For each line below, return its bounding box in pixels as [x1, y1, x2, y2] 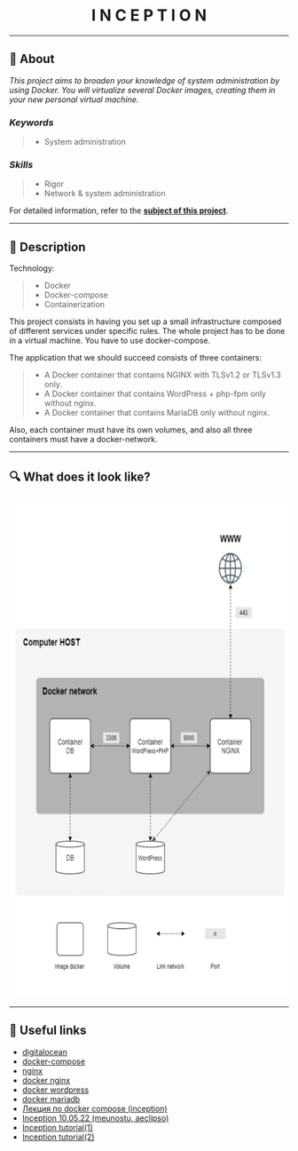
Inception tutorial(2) [21, 1131, 95, 1142]
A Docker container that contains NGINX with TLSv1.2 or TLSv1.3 [43, 369, 281, 380]
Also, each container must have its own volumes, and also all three [9, 425, 253, 435]
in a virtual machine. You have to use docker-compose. [9, 335, 211, 346]
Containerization [43, 299, 105, 310]
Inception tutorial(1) [21, 1122, 93, 1132]
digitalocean [21, 1046, 68, 1057]
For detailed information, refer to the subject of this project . [9, 205, 229, 216]
